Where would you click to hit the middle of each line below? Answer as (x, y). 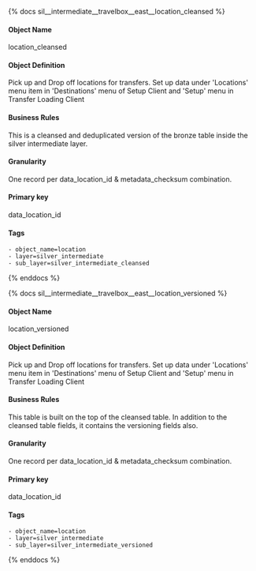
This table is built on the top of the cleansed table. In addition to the (118, 417)
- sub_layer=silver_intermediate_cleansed (79, 264)
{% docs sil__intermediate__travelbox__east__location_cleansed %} (117, 11)
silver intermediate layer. (48, 143)
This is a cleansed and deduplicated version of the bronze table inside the (128, 135)
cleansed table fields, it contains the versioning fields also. (103, 425)
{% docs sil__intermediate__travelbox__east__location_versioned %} (118, 293)
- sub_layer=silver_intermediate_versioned (81, 545)
